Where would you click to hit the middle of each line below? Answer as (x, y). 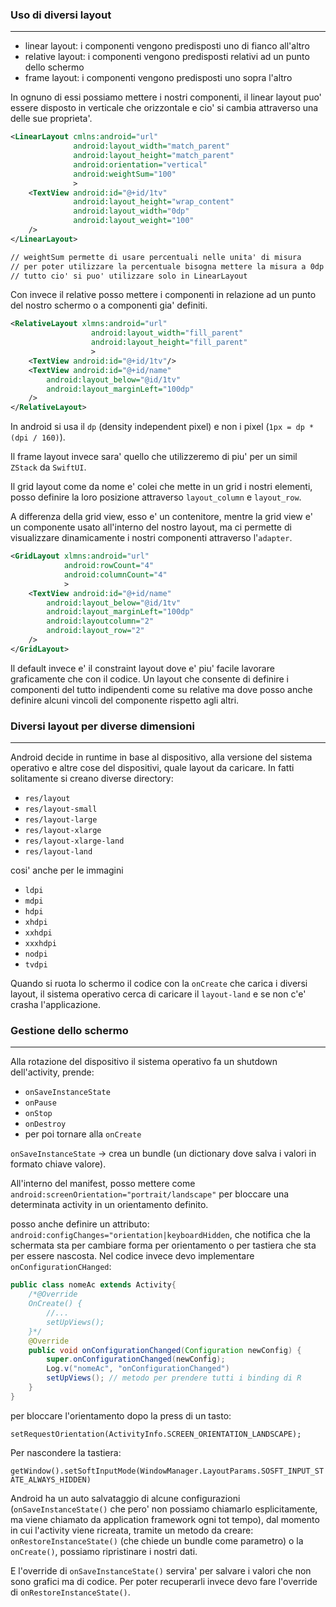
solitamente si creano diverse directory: (92, 779)
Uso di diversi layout (61, 15)
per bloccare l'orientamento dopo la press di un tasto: (121, 1415)
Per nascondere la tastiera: (66, 1452)
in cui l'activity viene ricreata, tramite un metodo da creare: (132, 1530)
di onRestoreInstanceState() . (70, 1592)
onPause (40, 1103)
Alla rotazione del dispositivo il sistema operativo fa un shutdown (144, 1062)
